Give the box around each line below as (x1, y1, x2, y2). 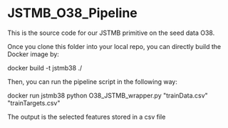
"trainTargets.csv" (7, 98, 61, 107)
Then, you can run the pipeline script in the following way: (7, 77, 178, 86)
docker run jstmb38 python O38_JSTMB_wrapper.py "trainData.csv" (7, 91, 208, 100)
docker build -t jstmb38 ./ (7, 63, 83, 72)
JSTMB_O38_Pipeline (7, 5, 138, 21)
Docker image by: (7, 50, 59, 58)
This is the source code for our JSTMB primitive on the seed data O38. (7, 28, 215, 37)
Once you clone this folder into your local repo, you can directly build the (7, 42, 222, 50)
